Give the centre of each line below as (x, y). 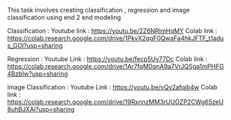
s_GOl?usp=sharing (35, 45)
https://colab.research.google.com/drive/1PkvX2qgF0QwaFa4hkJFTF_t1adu (115, 38)
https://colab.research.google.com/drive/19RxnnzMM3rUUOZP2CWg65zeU (115, 102)
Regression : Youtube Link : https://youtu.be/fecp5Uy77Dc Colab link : (108, 59)
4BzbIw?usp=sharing (37, 74)
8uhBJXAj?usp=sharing (41, 109)
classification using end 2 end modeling (64, 17)
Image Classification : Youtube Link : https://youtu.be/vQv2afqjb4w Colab (112, 87)
